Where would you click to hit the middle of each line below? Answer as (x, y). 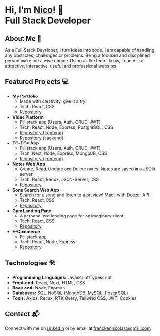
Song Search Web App (36, 190)
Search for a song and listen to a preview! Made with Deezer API (84, 195)
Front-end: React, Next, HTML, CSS (48, 282)
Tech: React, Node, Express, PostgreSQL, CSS (66, 127)
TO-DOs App (25, 143)
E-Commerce (26, 231)
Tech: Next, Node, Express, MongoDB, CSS (63, 153)
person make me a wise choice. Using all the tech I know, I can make (74, 60)
